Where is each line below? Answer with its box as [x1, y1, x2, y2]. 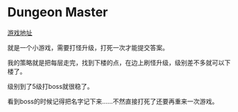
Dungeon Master [7, 4, 108, 20]
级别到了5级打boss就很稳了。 [7, 82, 94, 90]
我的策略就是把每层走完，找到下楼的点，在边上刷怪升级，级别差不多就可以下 [7, 58, 231, 67]
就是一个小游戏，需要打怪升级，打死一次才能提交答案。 [7, 43, 169, 51]
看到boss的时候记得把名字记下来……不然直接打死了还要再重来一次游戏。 [7, 97, 218, 106]
